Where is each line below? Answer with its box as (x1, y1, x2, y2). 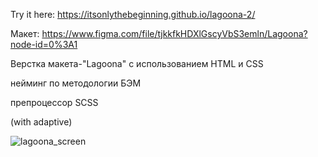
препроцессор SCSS (10, 97, 99, 108)
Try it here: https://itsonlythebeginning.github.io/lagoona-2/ (10, 9, 256, 20)
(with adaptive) (10, 116, 73, 128)
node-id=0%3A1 (10, 39, 78, 50)
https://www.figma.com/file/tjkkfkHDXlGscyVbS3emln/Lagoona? (41, 28, 308, 39)
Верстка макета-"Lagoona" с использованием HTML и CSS (10, 58, 264, 69)
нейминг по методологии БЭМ (10, 77, 142, 89)
